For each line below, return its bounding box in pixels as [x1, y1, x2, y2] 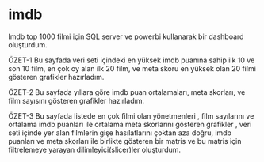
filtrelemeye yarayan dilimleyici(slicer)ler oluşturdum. [8, 145, 181, 154]
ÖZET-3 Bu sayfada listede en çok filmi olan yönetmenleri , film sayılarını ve [8, 111, 254, 120]
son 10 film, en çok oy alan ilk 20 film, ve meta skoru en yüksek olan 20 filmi [8, 63, 256, 73]
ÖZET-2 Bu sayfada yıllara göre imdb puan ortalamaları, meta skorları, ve [8, 87, 246, 96]
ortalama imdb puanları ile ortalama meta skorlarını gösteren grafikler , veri [8, 119, 252, 129]
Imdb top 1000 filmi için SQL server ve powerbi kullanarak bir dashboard [8, 32, 244, 41]
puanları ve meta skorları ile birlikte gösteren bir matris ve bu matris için [8, 136, 242, 145]
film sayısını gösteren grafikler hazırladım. [8, 96, 145, 105]
